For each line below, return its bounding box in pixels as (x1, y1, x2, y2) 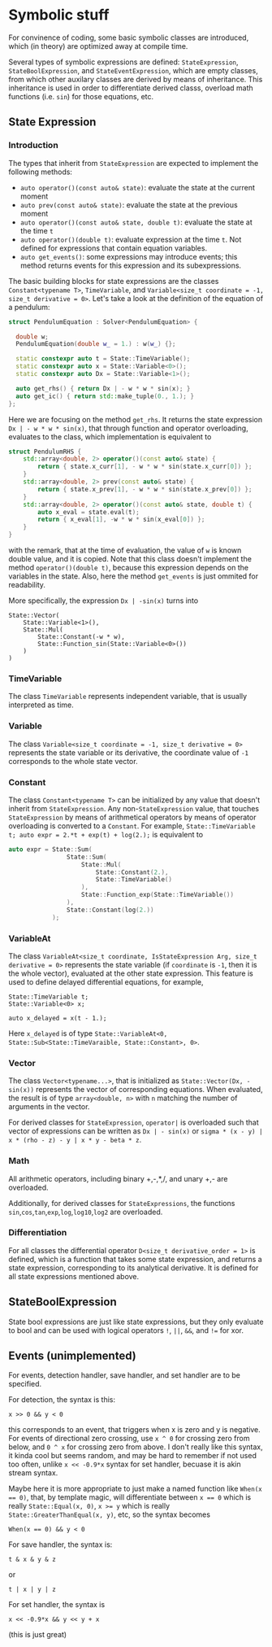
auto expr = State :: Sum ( (8, 845, 93, 854)
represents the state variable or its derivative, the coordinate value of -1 (8, 747, 249, 758)
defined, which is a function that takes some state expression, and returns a (8, 1254, 262, 1264)
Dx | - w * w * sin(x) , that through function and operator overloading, (8, 423, 249, 433)
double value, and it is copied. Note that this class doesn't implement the (8, 554, 252, 563)
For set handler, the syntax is (8, 1600, 106, 1610)
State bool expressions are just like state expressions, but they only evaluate (8, 1317, 264, 1326)
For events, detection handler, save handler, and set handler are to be (8, 1370, 241, 1380)
